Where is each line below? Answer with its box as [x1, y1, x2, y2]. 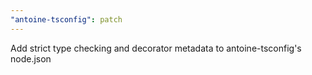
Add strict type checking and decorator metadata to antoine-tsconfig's [10, 42, 302, 54]
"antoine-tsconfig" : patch [10, 14, 123, 25]
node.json [10, 52, 52, 65]
